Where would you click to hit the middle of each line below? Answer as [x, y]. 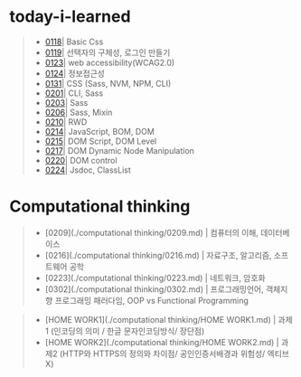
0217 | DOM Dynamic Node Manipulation [119, 150]
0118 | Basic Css [74, 42]
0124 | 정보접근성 [75, 73]
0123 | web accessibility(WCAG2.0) [110, 62]
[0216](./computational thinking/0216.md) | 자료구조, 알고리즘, [158, 255]
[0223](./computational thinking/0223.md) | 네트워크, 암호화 [155, 278]
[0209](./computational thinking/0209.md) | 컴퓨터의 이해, [152, 232]
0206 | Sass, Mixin [79, 112]
